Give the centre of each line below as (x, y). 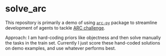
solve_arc (26, 9)
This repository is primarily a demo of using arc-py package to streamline (81, 22)
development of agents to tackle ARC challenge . (55, 27)
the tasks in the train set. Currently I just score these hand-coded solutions (83, 42)
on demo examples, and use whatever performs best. (61, 48)
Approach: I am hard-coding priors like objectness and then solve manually (83, 37)
